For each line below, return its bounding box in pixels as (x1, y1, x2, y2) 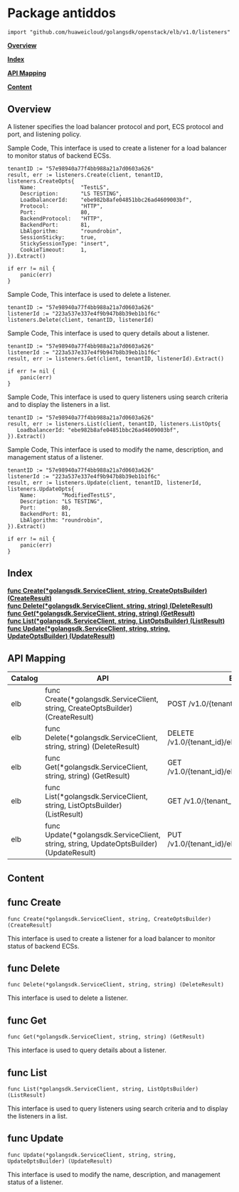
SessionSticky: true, (20, 233, 97, 241)
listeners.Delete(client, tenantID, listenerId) (7, 316, 154, 323)
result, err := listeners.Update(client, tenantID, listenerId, (7, 479, 202, 486)
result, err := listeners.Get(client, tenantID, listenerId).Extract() (7, 355, 224, 362)
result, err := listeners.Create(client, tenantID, (7, 171, 164, 178)
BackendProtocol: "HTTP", (20, 215, 103, 222)
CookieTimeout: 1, (20, 246, 87, 253)
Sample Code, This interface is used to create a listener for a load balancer (7, 143, 227, 152)
